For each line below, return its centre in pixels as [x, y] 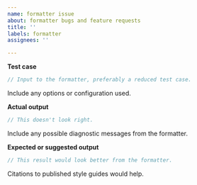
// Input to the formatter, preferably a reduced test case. [100, 80]
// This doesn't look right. [50, 120]
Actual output [28, 107]
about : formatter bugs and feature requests [74, 21]
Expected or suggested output [53, 147]
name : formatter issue [41, 14]
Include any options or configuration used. [69, 93]
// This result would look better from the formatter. [90, 160]
